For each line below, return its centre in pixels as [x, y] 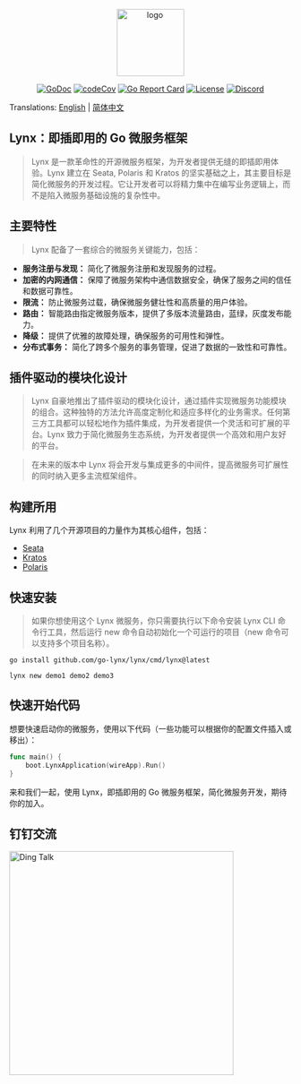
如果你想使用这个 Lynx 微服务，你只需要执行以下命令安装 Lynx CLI [153, 621]
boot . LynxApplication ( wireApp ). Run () [96, 765]
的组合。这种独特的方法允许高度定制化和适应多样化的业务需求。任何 [157, 412]
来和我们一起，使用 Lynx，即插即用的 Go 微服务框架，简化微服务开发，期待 [148, 792]
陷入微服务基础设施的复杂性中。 [106, 195]
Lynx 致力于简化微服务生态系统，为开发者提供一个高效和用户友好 [167, 434]
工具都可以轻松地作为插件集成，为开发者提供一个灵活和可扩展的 [165, 423]
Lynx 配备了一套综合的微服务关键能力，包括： [116, 249]
